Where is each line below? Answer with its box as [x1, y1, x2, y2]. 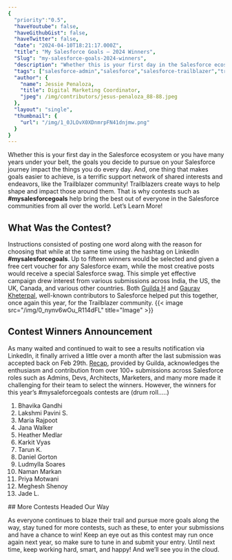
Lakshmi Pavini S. [17, 408, 68, 417]
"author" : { [14, 74, 49, 81]
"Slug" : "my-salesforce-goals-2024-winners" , [14, 55, 147, 62]
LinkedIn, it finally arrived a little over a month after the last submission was [8, 351, 222, 360]
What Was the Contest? [8, 222, 112, 234]
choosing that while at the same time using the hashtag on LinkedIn [8, 247, 199, 256]
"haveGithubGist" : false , [14, 29, 89, 37]
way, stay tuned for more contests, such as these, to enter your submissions [8, 523, 224, 531]
